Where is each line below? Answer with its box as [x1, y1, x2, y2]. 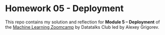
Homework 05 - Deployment [5, 3, 124, 14]
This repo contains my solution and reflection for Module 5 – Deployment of [5, 19, 160, 25]
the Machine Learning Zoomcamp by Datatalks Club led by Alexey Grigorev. [5, 24, 160, 30]
